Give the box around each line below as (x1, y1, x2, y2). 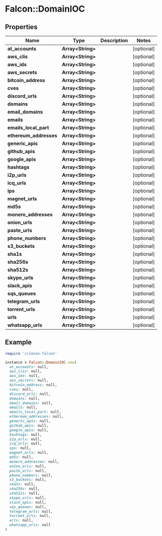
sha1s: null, (9, 482, 36, 487)
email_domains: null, (9, 400, 53, 405)
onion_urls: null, (9, 464, 47, 468)
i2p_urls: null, (9, 436, 42, 442)
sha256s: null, (9, 486, 40, 491)
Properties (5, 23, 38, 31)
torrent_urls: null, (9, 514, 51, 519)
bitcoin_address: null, (9, 382, 57, 387)
